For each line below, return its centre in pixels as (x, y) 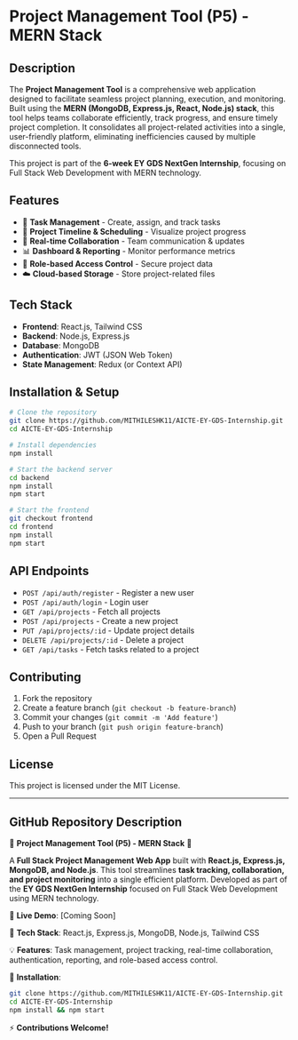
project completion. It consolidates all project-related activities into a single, (147, 127)
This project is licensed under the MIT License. (95, 786)
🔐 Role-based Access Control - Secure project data (117, 263)
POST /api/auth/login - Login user (85, 602)
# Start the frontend (49, 510)
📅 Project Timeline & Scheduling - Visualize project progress (134, 231)
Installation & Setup (64, 392)
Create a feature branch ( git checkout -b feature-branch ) (129, 708)
